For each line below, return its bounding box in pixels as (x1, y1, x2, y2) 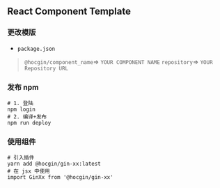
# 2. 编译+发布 (7, 113, 47, 120)
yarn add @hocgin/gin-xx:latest (7, 160, 101, 168)
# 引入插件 (7, 155, 35, 162)
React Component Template (7, 6, 131, 17)
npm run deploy (7, 119, 52, 126)
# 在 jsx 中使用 (7, 168, 50, 175)
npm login (7, 106, 36, 113)
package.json (17, 45, 56, 52)
